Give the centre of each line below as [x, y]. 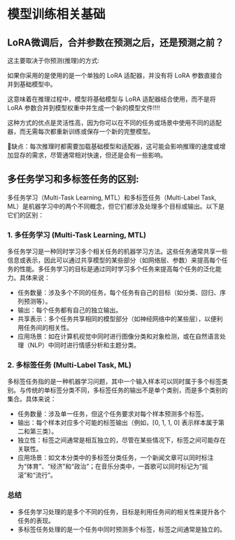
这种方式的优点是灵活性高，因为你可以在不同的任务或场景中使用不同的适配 [114, 123]
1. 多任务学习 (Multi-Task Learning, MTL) [77, 235]
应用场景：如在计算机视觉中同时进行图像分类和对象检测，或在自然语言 [119, 336]
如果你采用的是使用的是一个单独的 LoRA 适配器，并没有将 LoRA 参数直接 [112, 75]
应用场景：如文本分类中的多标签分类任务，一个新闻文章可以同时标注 [115, 458]
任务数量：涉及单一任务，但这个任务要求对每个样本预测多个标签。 [112, 414]
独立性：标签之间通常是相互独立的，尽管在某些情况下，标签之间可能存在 [121, 440]
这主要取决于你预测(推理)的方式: [54, 61]
